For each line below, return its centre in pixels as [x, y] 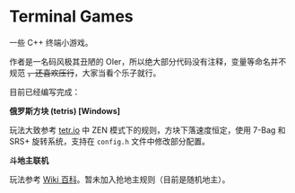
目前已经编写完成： [45, 92]
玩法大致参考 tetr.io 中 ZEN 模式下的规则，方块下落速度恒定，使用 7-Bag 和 [147, 130]
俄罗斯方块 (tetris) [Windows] [65, 110]
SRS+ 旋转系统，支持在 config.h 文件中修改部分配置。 [110, 141]
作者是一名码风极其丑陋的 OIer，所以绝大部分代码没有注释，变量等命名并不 [148, 61]
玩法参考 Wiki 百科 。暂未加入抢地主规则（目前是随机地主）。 [120, 179]
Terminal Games [72, 17]
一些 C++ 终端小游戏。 [51, 42]
